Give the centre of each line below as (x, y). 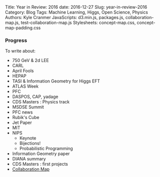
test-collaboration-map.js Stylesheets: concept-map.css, (78, 22)
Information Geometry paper (41, 154)
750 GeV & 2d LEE (30, 60)
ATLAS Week (25, 86)
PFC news (23, 112)
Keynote (28, 138)
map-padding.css (23, 28)
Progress (16, 40)
